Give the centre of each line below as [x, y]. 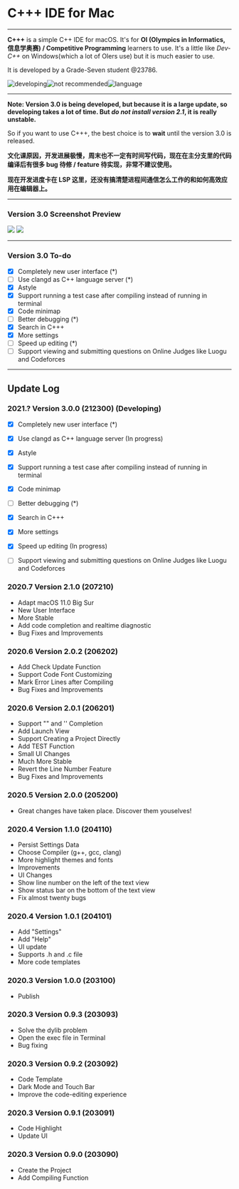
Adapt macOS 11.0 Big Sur [56, 602]
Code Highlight [39, 1128]
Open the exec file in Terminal [62, 1037]
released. [21, 141]
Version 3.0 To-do [39, 256]
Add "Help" [34, 939]
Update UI [32, 1136]
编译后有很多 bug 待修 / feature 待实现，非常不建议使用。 [91, 164]
